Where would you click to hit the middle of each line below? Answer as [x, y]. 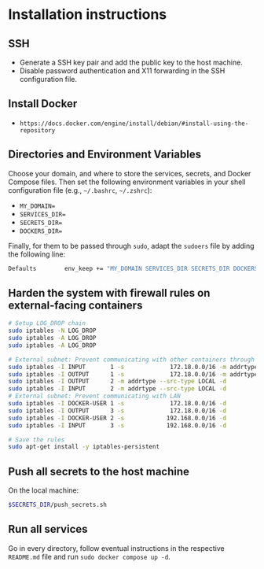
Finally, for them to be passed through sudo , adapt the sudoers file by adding [131, 246]
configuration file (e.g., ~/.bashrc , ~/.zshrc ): [80, 190]
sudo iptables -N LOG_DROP [52, 331]
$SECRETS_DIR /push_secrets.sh [58, 505]
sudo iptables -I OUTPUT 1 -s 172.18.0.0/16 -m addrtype [133, 374]
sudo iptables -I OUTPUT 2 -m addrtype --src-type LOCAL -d [117, 382]
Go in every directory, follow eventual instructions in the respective [117, 548]
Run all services [48, 529]
